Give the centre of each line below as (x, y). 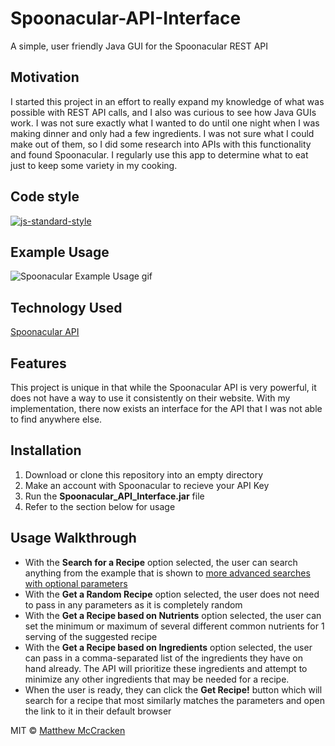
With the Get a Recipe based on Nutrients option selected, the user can (173, 615)
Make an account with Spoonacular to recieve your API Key (147, 485)
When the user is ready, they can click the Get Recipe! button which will (173, 689)
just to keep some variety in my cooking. (94, 165)
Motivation (45, 77)
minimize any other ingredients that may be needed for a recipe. (157, 679)
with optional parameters (76, 583)
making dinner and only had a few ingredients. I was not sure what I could (162, 133)
